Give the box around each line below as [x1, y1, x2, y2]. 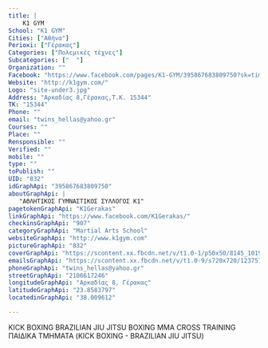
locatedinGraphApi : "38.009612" [8, 294, 116, 302]
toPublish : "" [8, 168, 56, 176]
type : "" [8, 160, 37, 168]
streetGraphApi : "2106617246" [8, 271, 109, 279]
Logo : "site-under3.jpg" [8, 85, 91, 94]
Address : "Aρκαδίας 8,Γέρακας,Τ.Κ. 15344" [8, 93, 152, 101]
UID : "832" [8, 175, 45, 184]
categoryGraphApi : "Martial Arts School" [8, 227, 148, 235]
